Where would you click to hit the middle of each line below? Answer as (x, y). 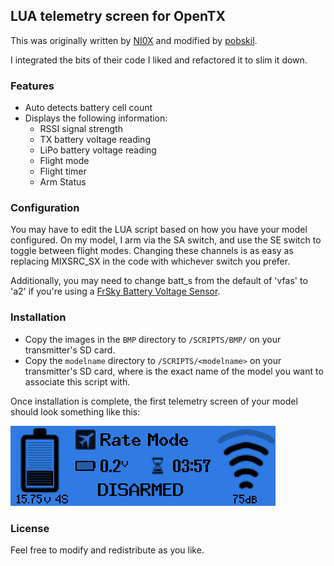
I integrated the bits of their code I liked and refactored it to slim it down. (159, 60)
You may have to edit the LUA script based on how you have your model (159, 230)
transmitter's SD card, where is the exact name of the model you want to (174, 371)
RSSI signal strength (81, 129)
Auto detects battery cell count (88, 108)
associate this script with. (77, 381)
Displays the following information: (96, 118)
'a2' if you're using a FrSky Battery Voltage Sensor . (115, 291)
